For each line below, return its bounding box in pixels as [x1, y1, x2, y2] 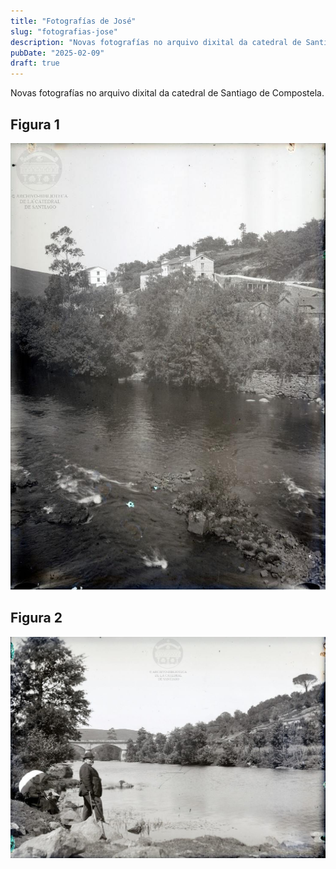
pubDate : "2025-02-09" [10, 48, 105, 58]
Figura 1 [10, 116, 60, 133]
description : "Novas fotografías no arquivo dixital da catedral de [10, 37, 302, 47]
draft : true [10, 58, 60, 69]
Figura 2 [10, 610, 63, 627]
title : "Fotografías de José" [10, 16, 137, 26]
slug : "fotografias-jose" [10, 26, 118, 37]
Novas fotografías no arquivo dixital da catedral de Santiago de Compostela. [10, 87, 325, 99]
